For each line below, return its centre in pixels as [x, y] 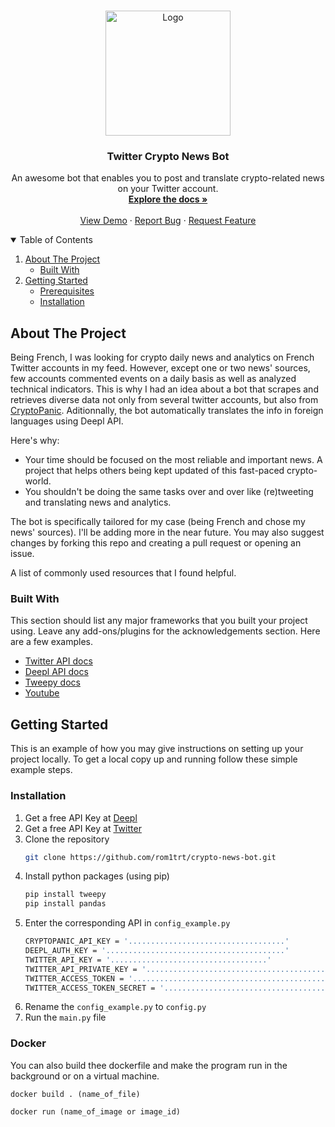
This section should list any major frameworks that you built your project [159, 621]
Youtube [42, 693]
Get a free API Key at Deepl [81, 817]
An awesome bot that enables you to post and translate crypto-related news [168, 178]
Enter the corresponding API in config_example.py [127, 923]
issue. [22, 554]
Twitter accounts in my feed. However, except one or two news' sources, [160, 368]
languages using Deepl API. [67, 421]
